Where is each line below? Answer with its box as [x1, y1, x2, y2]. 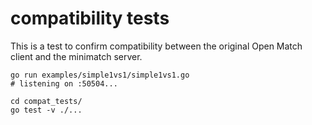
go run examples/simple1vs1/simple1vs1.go [10, 70, 190, 80]
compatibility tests [10, 7, 170, 30]
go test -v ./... [10, 105, 83, 115]
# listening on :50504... [10, 78, 118, 89]
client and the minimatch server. [10, 50, 143, 62]
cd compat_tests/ [10, 96, 83, 106]
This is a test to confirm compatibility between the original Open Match [10, 40, 303, 52]
